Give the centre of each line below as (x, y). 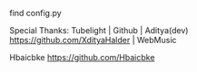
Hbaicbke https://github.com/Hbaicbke (82, 57)
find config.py (35, 13)
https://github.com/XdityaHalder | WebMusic (93, 40)
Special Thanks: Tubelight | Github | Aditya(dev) (99, 30)
